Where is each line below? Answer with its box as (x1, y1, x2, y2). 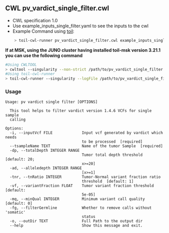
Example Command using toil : (12, 28, 74, 34)
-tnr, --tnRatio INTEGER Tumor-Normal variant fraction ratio (10, 174, 161, 180)
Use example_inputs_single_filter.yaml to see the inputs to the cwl (12, 23, 149, 29)
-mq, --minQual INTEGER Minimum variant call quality (10, 197, 145, 202)
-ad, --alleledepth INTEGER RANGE (10, 166, 82, 171)
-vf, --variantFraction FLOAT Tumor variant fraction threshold (10, 184, 154, 189)
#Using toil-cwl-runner (5, 72, 55, 77)
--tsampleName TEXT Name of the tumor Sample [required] (10, 144, 163, 149)
